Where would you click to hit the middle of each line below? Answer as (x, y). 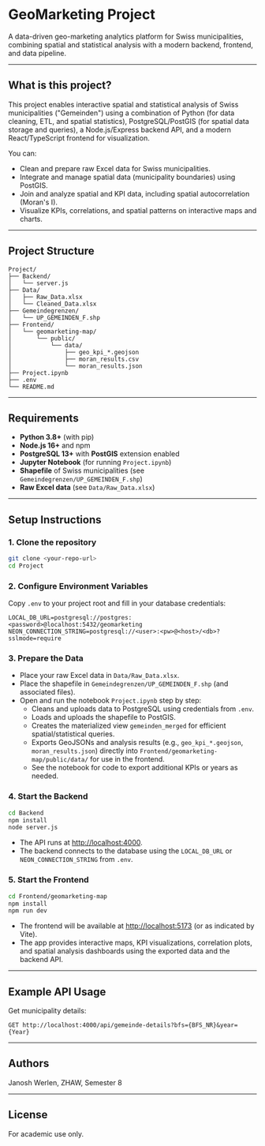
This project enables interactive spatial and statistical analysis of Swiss (123, 104)
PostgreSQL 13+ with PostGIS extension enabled (99, 454)
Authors (29, 1064)
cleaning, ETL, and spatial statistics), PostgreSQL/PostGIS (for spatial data (129, 121)
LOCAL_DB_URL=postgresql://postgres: (70, 618)
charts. (31, 219)
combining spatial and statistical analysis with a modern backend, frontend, (131, 44)
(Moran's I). (38, 202)
